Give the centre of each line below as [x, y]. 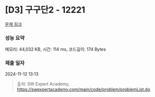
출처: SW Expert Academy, [43, 84]
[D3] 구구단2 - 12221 [45, 10]
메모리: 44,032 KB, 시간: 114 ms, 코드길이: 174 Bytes [55, 49]
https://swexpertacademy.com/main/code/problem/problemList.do [84, 89]
